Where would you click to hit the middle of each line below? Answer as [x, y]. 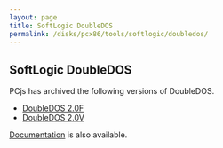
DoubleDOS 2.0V [53, 118]
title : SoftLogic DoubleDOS [61, 26]
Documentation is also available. [68, 135]
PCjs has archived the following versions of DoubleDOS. [112, 91]
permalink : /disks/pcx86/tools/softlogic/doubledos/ [109, 34]
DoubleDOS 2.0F [53, 108]
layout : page [33, 17]
